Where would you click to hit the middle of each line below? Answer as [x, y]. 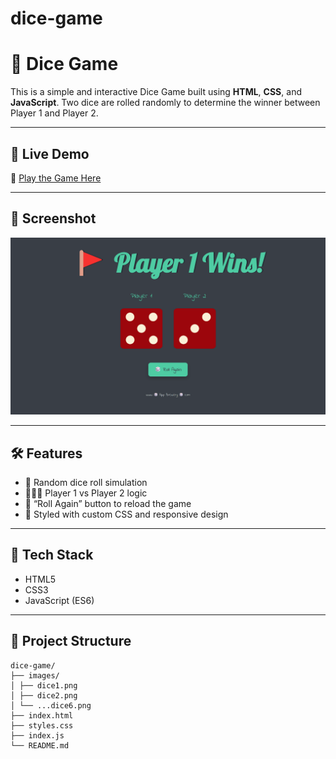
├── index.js [37, 735]
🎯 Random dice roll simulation [86, 483]
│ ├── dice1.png [44, 685]
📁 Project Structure [71, 641]
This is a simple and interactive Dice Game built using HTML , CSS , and [156, 92]
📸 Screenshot [53, 218]
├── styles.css [42, 725]
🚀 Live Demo [50, 153]
